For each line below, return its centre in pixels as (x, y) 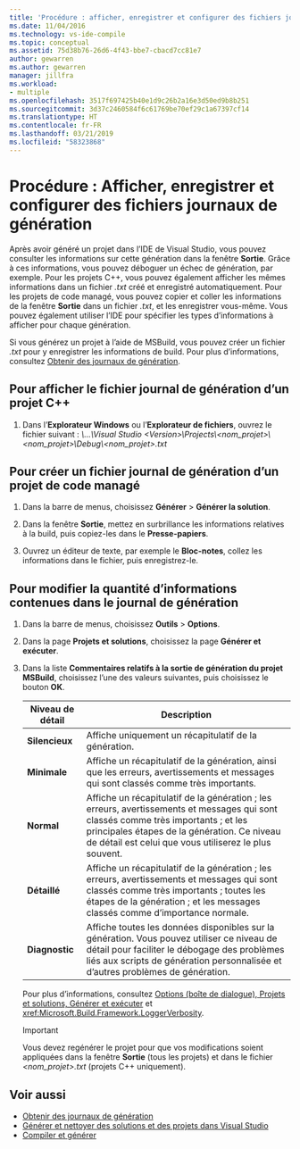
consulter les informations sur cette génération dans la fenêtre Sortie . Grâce (150, 258)
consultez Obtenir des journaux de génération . (95, 361)
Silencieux (50, 741)
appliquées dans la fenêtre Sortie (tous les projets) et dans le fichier (148, 1057)
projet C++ (40, 403)
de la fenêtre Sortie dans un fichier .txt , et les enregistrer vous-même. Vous (149, 305)
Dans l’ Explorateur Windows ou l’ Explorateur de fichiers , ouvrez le (147, 424)
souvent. (104, 853)
